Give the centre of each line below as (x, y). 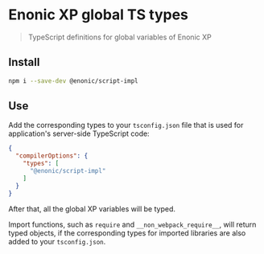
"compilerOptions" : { (52, 156)
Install (24, 62)
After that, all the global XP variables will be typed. (92, 209)
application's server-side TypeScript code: (79, 133)
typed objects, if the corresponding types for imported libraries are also (127, 233)
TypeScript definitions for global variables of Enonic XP (120, 37)
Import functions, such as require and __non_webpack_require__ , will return (132, 224)
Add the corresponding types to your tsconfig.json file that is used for (126, 125)
